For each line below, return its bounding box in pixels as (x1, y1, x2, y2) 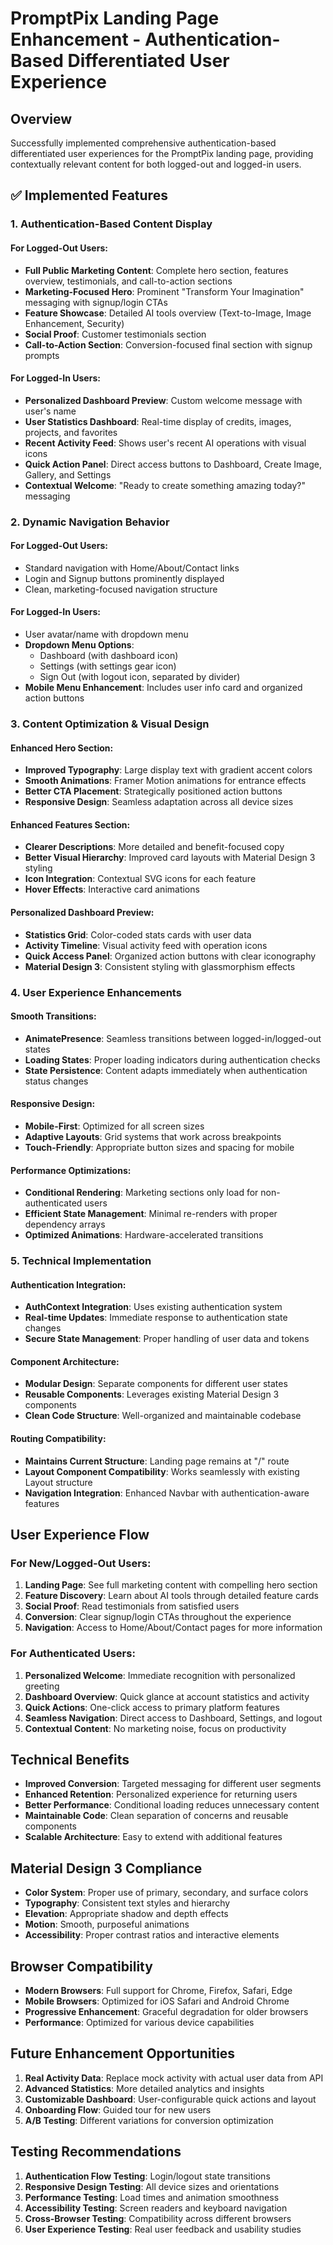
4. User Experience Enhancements (10, 985, 182, 999)
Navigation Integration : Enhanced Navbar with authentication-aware (24, 1487, 310, 1499)
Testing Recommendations (10, 2143, 182, 2161)
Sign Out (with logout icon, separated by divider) (39, 671, 241, 683)
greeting (24, 1680, 60, 1692)
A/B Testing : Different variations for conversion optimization (24, 2114, 274, 2126)
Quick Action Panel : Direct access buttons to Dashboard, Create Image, (24, 458, 323, 470)
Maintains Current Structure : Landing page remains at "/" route (24, 1455, 290, 1467)
